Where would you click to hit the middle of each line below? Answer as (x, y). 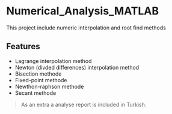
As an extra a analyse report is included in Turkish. (84, 104)
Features (23, 46)
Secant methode (35, 93)
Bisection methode (38, 74)
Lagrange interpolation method (53, 61)
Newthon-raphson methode (49, 86)
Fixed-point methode (41, 80)
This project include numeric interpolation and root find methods (86, 28)
